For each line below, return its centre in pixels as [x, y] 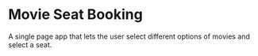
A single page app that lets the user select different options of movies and [129, 36]
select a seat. [30, 44]
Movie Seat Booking [75, 15]
